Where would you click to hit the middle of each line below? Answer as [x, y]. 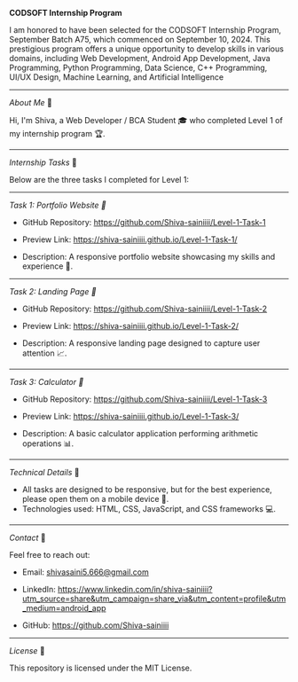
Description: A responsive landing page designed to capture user [141, 343]
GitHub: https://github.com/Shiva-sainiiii [95, 625]
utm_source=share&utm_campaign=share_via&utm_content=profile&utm [154, 599]
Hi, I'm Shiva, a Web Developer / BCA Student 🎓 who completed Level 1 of [146, 120]
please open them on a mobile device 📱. [95, 499]
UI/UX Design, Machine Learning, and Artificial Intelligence [117, 77]
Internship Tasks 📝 [43, 162]
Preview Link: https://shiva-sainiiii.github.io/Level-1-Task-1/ [129, 239]
